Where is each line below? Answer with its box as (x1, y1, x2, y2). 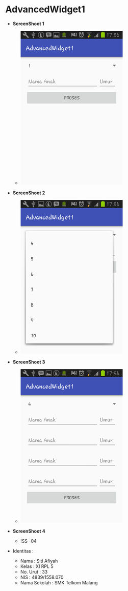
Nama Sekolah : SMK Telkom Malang (20, 579, 98, 585)
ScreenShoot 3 (12, 359, 45, 365)
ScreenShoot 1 (12, 21, 44, 27)
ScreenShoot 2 (12, 190, 45, 196)
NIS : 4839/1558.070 (20, 574, 64, 580)
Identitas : (12, 547, 34, 554)
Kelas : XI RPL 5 (20, 563, 54, 569)
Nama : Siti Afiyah (20, 558, 58, 564)
